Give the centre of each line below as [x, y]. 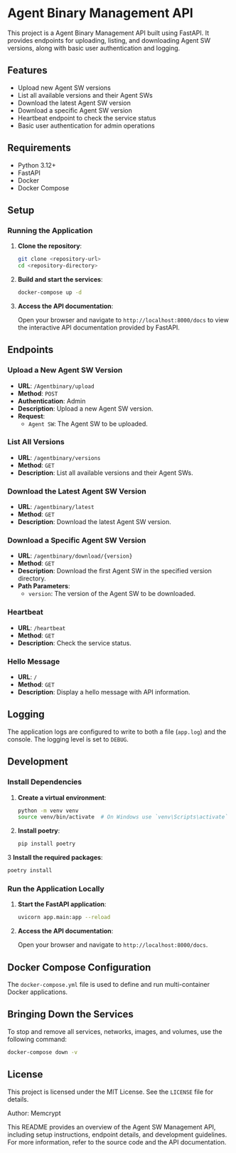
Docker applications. [38, 992]
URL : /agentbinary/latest [56, 507]
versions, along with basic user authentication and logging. [94, 48]
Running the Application [50, 230]
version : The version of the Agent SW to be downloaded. [112, 594]
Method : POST [38, 393]
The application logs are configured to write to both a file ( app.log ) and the [117, 732]
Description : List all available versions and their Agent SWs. [105, 473]
